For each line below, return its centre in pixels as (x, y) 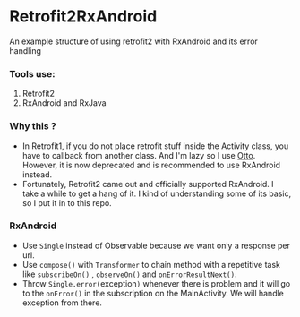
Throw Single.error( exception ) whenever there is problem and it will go (156, 283)
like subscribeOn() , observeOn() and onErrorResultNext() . (129, 274)
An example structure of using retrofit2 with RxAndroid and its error (133, 41)
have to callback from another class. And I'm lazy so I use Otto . (139, 155)
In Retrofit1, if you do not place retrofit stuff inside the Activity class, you (155, 146)
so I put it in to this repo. (67, 202)
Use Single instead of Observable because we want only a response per (156, 245)
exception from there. (62, 303)
